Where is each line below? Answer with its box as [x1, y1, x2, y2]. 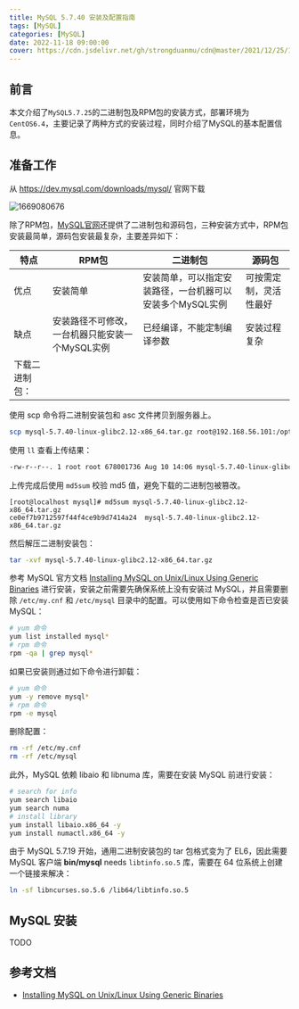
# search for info [9, 787, 77, 797]
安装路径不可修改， [52, 314, 133, 327]
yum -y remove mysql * [9, 692, 90, 701]
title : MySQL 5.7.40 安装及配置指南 [9, 12, 136, 22]
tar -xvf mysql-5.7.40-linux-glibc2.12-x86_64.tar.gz [9, 555, 214, 565]
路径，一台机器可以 [151, 285, 233, 297]
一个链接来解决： [9, 868, 72, 879]
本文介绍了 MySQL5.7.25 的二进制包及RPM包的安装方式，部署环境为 [9, 106, 250, 117]
